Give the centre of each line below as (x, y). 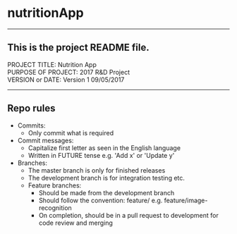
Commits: (31, 125)
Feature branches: (55, 185)
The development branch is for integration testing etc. (107, 178)
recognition (55, 208)
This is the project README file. (78, 48)
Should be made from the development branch (107, 192)
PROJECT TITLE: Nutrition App (52, 64)
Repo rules (31, 108)
